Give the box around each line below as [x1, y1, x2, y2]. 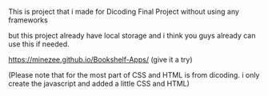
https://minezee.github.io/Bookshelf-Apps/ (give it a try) [8, 55, 193, 64]
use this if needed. [8, 39, 70, 49]
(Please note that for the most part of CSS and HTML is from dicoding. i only [8, 70, 260, 79]
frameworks [8, 15, 48, 25]
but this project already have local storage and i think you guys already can [8, 31, 256, 40]
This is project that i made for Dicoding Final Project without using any [8, 7, 240, 16]
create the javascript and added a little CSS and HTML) [8, 79, 190, 88]
